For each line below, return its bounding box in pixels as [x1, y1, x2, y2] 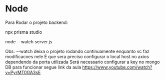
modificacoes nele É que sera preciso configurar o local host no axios [5, 53, 149, 60]
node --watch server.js [5, 38, 52, 45]
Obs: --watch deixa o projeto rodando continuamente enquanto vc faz [5, 48, 150, 54]
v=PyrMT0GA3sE [5, 69, 41, 75]
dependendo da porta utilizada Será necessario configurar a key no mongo [5, 59, 160, 65]
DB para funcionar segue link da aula [5, 64, 81, 70]
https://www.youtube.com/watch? [82, 64, 152, 70]
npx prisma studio [5, 29, 42, 35]
